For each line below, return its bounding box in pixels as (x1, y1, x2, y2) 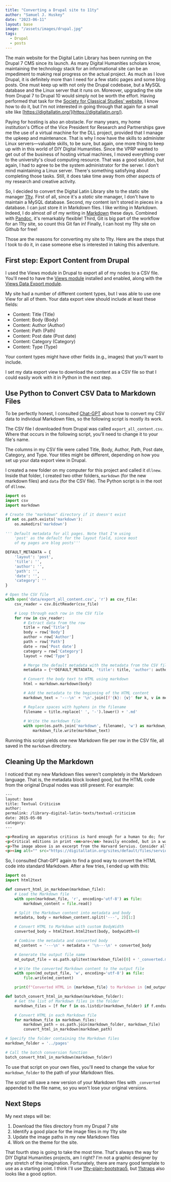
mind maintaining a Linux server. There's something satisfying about (5, 167, 149, 173)
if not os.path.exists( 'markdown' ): (5, 517, 83, 522)
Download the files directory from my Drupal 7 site (12, 1123, 119, 1129)
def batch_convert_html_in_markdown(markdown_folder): (5, 994, 124, 999)
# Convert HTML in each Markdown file (14, 1013, 97, 1018)
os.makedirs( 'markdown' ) (14, 521, 67, 527)
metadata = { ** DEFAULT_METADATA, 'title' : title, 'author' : (23, 667, 154, 673)
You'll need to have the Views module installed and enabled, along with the (5, 275, 162, 281)
